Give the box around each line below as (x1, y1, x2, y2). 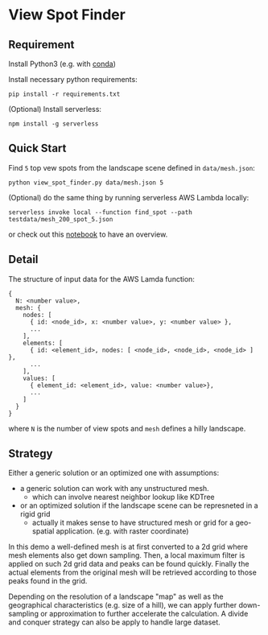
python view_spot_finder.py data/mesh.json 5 (8, 179, 163, 187)
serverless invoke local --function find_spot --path (8, 208, 193, 216)
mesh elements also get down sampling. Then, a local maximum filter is (8, 550, 245, 560)
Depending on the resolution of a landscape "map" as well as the (8, 592, 224, 601)
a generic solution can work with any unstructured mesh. (19, 484, 209, 493)
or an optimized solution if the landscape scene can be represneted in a (19, 501, 259, 510)
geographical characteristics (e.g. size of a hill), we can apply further (8, 600, 237, 610)
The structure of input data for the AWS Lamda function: (8, 274, 196, 283)
